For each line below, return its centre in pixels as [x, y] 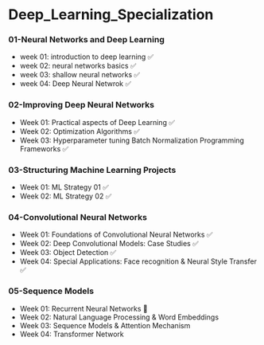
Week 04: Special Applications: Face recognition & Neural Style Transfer [138, 261]
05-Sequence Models [51, 291]
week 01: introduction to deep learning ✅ [87, 57]
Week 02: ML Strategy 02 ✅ [66, 196]
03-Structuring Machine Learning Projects [92, 170]
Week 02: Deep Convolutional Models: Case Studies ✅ [109, 244]
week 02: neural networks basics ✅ [78, 66]
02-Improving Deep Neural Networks [82, 105]
